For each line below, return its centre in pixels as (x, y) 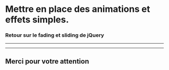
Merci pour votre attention (47, 61)
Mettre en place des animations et (78, 9)
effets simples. (37, 20)
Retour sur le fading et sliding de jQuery (55, 35)
